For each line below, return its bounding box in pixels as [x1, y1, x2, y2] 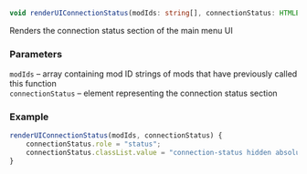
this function [9, 78, 57, 89]
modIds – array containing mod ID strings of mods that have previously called [9, 68, 298, 79]
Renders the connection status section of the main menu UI [9, 25, 233, 36]
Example [9, 110, 49, 123]
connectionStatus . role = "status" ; [26, 139, 162, 149]
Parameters [9, 47, 62, 60]
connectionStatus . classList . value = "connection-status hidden [26, 148, 272, 158]
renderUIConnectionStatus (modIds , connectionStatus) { [9, 131, 223, 140]
